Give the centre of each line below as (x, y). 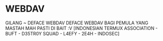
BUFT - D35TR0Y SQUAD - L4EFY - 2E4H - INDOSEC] (62, 33)
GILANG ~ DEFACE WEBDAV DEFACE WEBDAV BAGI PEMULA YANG (77, 23)
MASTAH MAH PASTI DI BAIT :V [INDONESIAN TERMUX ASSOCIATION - (81, 28)
